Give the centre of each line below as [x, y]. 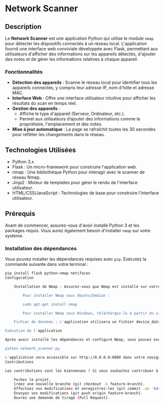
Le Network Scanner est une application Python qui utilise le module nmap [79, 38]
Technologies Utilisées [41, 150]
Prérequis [20, 214]
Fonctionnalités [24, 71]
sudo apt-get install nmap [50, 304]
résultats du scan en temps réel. [44, 103]
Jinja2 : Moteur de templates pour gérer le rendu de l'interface [75, 183]
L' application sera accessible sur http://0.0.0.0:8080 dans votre [75, 357]
